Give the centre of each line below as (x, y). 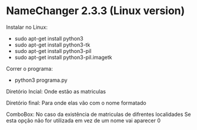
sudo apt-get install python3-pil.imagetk (63, 57)
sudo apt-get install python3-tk (52, 45)
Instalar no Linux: (27, 27)
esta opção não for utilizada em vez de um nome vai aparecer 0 (83, 120)
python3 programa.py (41, 80)
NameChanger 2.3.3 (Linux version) (96, 11)
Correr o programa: (29, 68)
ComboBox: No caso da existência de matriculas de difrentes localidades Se (98, 114)
